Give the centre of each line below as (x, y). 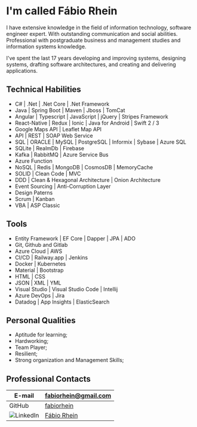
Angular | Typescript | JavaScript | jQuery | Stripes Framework (91, 116)
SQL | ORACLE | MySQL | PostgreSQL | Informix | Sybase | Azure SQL (101, 142)
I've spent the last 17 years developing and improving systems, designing (96, 58)
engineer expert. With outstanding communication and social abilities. (92, 33)
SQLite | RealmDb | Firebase (50, 148)
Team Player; (31, 348)
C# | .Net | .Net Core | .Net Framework (62, 104)
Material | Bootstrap (39, 270)
